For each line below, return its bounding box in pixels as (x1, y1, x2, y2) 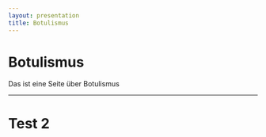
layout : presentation (8, 11, 80, 20)
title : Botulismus (8, 19, 69, 27)
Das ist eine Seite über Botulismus (8, 79, 120, 89)
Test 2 (8, 114, 50, 132)
